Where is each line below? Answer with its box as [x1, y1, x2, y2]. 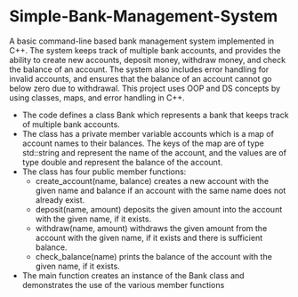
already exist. [35, 194, 85, 205]
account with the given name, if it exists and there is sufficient [35, 232, 263, 243]
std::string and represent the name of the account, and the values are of [21, 147, 287, 157]
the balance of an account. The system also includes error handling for [9, 64, 270, 75]
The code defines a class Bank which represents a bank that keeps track [21, 109, 289, 120]
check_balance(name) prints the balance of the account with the [35, 251, 273, 261]
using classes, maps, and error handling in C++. [9, 92, 185, 103]
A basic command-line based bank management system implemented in [9, 36, 275, 46]
